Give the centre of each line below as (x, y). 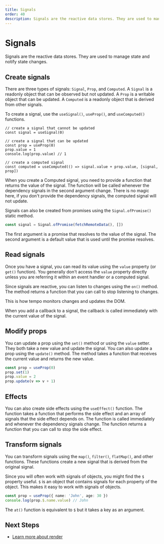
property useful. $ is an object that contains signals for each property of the (81, 481)
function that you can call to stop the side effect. (54, 429)
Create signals (28, 77)
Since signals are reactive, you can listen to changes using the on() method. (82, 286)
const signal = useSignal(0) (35, 133)
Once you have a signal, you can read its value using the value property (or (81, 266)
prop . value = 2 (20, 377)
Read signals (25, 255)
